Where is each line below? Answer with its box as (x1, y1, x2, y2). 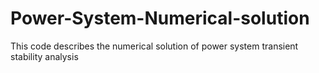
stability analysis (10, 50, 79, 62)
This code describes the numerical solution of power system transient (10, 40, 299, 52)
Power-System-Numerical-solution (10, 7, 310, 30)
